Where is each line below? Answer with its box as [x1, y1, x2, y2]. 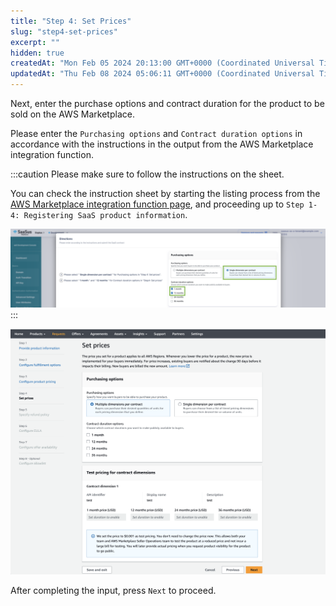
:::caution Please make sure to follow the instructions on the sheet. [10, 168, 285, 180]
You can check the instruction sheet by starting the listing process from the [10, 188, 321, 199]
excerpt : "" [10, 37, 60, 47]
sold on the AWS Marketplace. [10, 108, 135, 120]
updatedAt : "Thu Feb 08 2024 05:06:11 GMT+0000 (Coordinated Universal [10, 69, 315, 79]
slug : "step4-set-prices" [10, 26, 118, 37]
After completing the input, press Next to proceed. [10, 585, 217, 597]
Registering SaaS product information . [23, 209, 188, 220]
